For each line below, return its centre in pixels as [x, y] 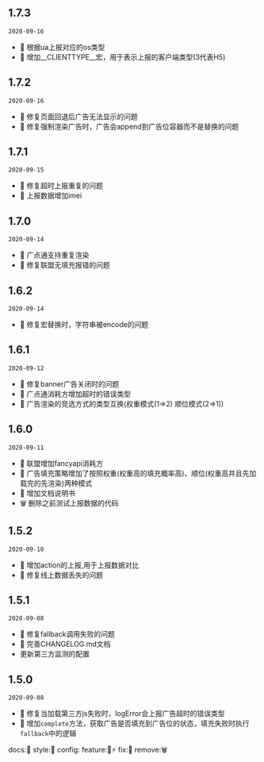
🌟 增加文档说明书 [47, 493]
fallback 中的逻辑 [48, 733]
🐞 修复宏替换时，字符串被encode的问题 [84, 325]
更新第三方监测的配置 [54, 654]
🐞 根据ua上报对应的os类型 [62, 47]
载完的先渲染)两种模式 [56, 483]
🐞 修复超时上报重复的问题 [61, 186]
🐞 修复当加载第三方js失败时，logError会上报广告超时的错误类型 [122, 714]
